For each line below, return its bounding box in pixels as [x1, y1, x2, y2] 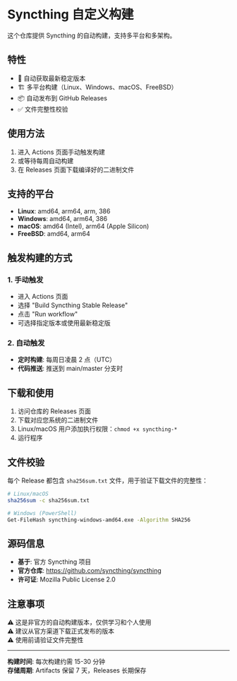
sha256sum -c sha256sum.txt [7, 497, 90, 504]
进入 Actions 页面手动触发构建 [17, 148, 106, 156]
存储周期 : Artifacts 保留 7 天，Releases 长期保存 [7, 666, 147, 675]
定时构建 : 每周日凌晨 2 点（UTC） [17, 355, 116, 364]
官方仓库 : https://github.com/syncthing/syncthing [17, 567, 162, 575]
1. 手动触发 [7, 275, 44, 285]
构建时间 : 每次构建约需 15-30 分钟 [7, 658, 106, 666]
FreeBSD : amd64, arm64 [17, 230, 90, 238]
